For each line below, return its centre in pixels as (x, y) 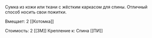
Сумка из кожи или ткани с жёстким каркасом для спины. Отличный (76, 7)
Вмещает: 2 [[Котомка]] (29, 21)
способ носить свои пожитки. (36, 12)
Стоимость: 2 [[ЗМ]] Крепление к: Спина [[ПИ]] (54, 31)
